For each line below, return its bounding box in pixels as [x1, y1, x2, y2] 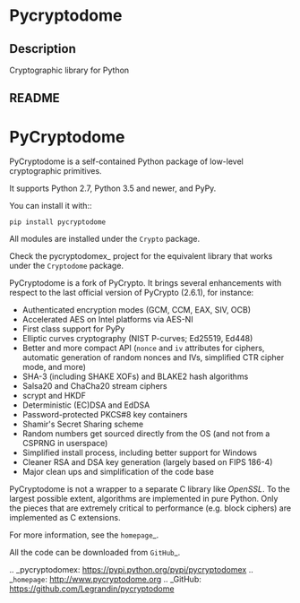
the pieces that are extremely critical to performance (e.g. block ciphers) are [9, 503, 292, 513]
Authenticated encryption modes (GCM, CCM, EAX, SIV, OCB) [21, 305, 252, 315]
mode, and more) [21, 362, 87, 373]
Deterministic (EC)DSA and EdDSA [21, 400, 150, 410]
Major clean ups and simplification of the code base [21, 467, 215, 478]
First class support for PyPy [21, 323, 125, 334]
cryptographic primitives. [9, 166, 102, 177]
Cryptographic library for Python [9, 65, 130, 75]
